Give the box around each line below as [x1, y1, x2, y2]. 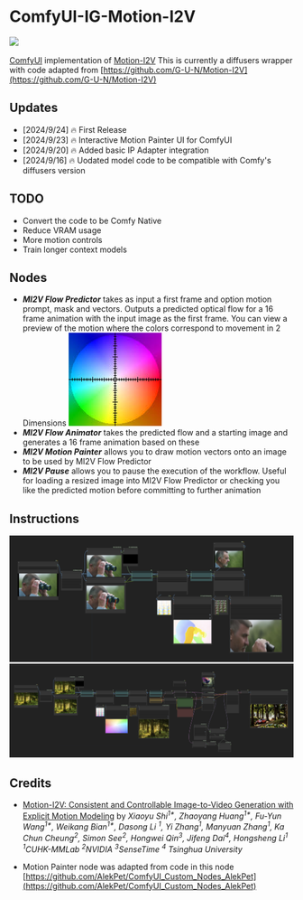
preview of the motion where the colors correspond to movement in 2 [22, 323, 281, 333]
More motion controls [22, 234, 103, 245]
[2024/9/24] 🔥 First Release [22, 124, 127, 135]
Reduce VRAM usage [22, 224, 102, 236]
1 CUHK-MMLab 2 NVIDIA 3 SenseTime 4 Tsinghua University [22, 842, 243, 855]
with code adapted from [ [9, 64, 104, 75]
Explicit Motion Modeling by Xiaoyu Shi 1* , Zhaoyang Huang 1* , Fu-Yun [22, 809, 282, 821]
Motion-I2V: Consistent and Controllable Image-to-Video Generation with [22, 799, 294, 810]
